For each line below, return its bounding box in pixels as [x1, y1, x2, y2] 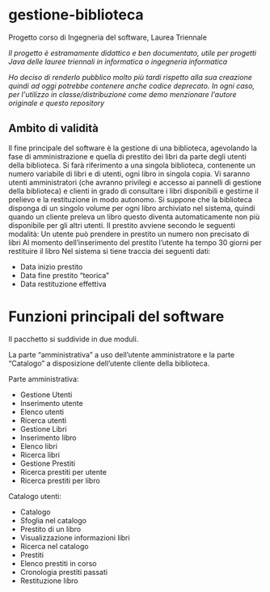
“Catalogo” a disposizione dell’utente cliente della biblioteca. [8, 358, 210, 368]
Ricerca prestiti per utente [19, 467, 108, 476]
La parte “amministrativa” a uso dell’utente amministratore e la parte [8, 349, 235, 359]
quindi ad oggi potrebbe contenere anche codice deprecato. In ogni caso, [8, 81, 255, 91]
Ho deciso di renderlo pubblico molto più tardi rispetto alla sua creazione [8, 72, 252, 82]
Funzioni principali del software [8, 307, 225, 325]
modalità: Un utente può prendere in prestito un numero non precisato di [8, 229, 250, 239]
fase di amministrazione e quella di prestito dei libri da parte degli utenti [8, 151, 247, 161]
